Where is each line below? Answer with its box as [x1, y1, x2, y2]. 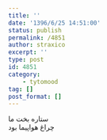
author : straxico [8, 41, 66, 49]
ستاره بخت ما [8, 114, 49, 123]
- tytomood [22, 78, 59, 85]
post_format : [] [8, 93, 62, 100]
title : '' [8, 11, 41, 20]
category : [8, 70, 41, 78]
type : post [8, 56, 44, 64]
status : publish [8, 26, 62, 34]
